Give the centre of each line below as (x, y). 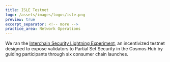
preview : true (20, 19)
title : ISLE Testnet (27, 10)
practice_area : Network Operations (43, 29)
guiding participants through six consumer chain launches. (67, 54)
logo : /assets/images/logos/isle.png (45, 15)
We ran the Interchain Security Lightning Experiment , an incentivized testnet (85, 43)
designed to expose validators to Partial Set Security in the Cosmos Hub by (84, 49)
